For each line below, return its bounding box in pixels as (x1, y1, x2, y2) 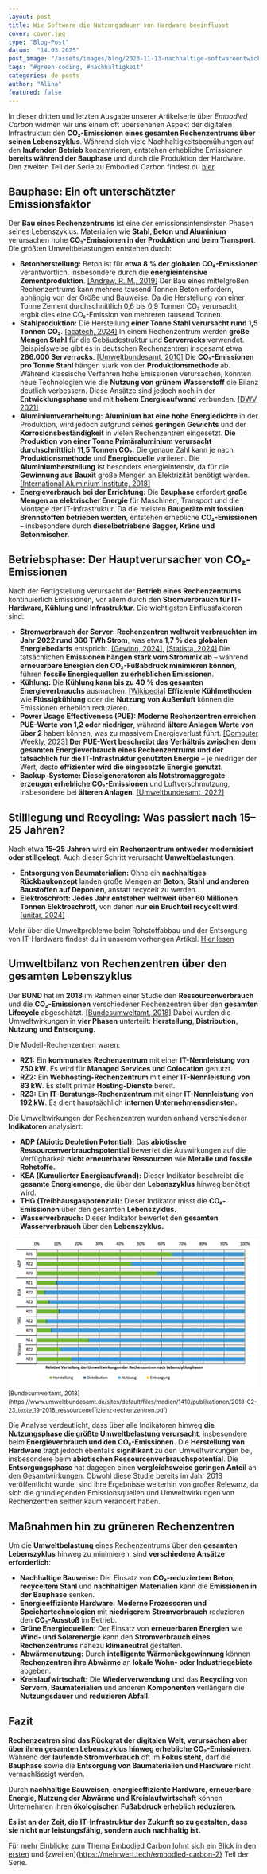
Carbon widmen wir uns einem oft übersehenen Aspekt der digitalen (8, 119, 233, 129)
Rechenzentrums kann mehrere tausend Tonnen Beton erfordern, (19, 285, 234, 294)
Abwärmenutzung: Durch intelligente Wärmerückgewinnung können (19, 1649, 250, 1658)
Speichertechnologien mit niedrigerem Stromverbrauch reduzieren (19, 1607, 245, 1616)
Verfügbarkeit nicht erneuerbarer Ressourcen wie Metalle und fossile (19, 1153, 253, 1163)
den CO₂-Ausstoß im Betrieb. (19, 1615, 118, 1625)
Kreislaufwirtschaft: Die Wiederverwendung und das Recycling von (19, 1674, 248, 1684)
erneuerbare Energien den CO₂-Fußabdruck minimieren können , (19, 661, 237, 671)
